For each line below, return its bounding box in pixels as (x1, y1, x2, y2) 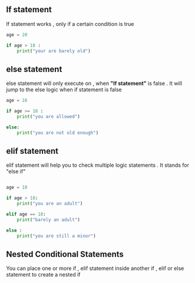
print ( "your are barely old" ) (16, 48, 91, 54)
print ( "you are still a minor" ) (16, 233, 96, 239)
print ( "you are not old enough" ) (16, 130, 99, 136)
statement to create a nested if (6, 271, 81, 278)
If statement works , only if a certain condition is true (6, 20, 134, 27)
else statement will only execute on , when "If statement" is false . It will (6, 80, 183, 87)
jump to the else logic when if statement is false (6, 86, 122, 93)
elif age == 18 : (6, 212, 46, 218)
